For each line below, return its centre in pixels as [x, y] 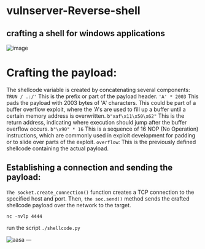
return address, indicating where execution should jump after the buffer [97, 122]
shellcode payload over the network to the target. [69, 205]
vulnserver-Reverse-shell [73, 11]
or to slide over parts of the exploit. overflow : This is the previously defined [101, 142]
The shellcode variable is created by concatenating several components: [98, 90]
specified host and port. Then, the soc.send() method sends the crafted [98, 198]
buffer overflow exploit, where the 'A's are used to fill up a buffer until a [96, 109]
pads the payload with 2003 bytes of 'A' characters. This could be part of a [101, 102]
